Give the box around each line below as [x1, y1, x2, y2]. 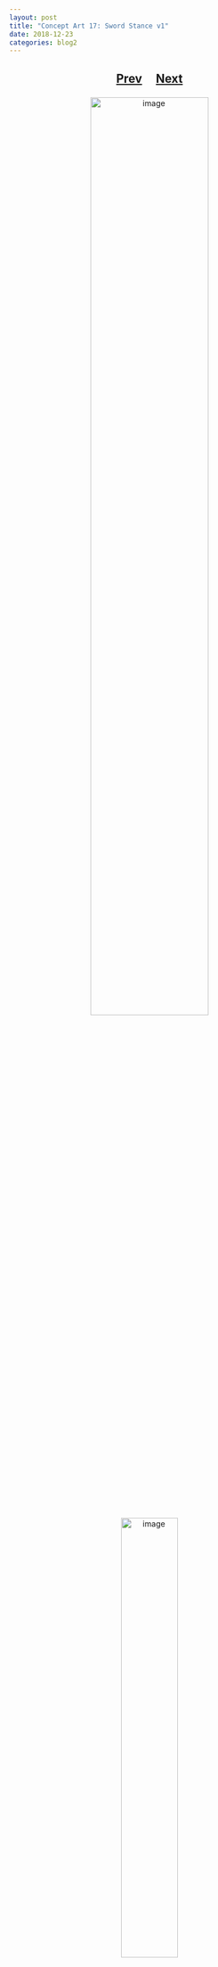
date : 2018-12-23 [9, 29, 74, 38]
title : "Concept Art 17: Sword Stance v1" [9, 21, 169, 30]
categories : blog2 [9, 37, 77, 47]
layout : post [9, 12, 58, 22]
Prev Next [116, 70, 183, 86]
